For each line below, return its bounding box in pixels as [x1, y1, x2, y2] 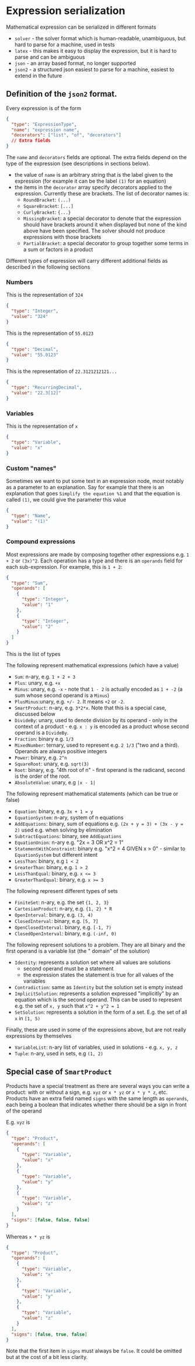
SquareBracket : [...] [23, 203, 74, 209]
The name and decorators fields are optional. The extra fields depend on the [6, 154, 187, 160]
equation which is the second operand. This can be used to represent [14, 996, 182, 1003]
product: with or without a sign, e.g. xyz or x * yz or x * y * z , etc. [6, 1089, 168, 1096]
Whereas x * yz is [6, 1233, 51, 1240]
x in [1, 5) [14, 1015, 41, 1022]
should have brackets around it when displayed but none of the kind [23, 221, 187, 228]
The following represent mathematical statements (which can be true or [6, 790, 179, 797]
